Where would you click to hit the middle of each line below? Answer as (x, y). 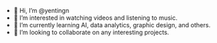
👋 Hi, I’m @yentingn (41, 11)
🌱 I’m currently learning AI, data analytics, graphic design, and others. (112, 25)
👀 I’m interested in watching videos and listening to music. (95, 18)
